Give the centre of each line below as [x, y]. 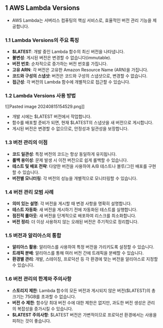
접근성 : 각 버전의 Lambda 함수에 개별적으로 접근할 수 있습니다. [71, 82]
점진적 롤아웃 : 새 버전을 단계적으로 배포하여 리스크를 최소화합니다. [74, 216]
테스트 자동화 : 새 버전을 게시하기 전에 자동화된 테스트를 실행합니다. [75, 210]
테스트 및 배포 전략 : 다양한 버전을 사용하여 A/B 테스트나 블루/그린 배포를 [80, 166]
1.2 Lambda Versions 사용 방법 [41, 96]
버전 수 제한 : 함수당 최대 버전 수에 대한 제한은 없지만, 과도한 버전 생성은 [79, 302]
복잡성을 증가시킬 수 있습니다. [45, 309]
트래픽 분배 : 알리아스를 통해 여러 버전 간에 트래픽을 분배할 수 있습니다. [78, 253]
